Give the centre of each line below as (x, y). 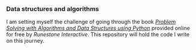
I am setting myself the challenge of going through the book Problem (91, 22)
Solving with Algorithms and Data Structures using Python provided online (98, 28)
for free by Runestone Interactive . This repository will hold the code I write (98, 35)
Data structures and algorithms (53, 9)
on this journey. (25, 41)
